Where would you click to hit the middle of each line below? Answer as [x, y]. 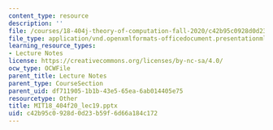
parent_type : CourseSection [56, 83]
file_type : [27, 38]
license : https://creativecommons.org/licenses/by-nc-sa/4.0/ [116, 61]
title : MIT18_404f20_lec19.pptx [63, 106]
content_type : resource [49, 16]
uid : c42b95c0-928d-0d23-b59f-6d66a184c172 [83, 114]
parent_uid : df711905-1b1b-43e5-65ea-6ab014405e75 [96, 91]
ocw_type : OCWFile [39, 69]
